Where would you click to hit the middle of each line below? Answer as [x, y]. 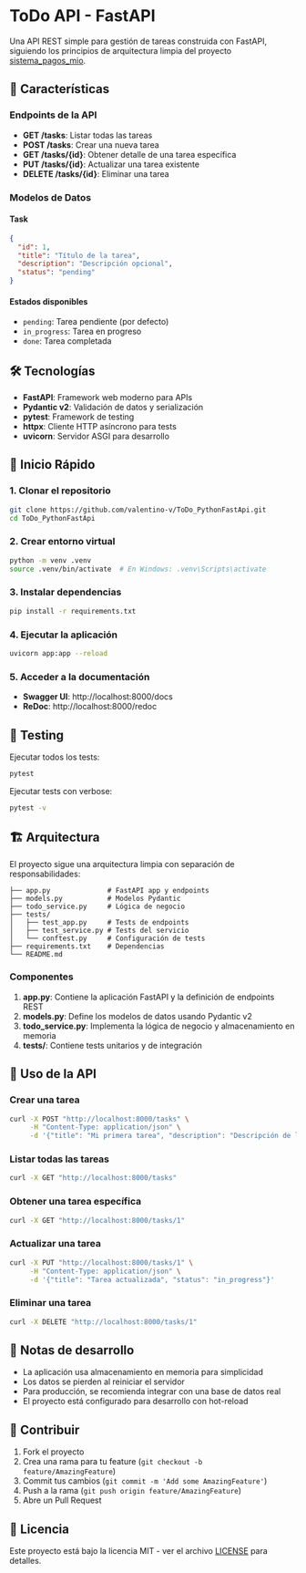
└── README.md [36, 954]
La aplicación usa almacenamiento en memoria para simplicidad [143, 1372]
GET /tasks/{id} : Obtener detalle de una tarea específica [129, 154]
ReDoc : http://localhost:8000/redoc [90, 707]
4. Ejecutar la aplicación [64, 635]
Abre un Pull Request [62, 1500]
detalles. [25, 1561]
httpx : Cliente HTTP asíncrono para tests [100, 427]
